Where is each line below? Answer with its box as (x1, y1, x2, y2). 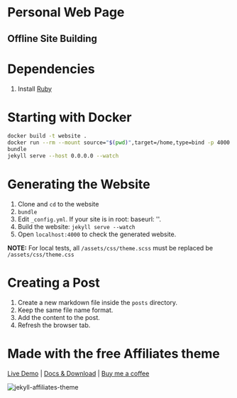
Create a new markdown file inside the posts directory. (17, 298, 178, 306)
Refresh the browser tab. (17, 321, 91, 329)
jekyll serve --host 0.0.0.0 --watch (7, 153, 119, 160)
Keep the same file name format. (17, 306, 114, 314)
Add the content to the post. (17, 313, 101, 321)
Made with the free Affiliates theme (7, 346, 220, 362)
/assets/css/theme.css (7, 251, 75, 258)
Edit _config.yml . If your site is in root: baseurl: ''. (17, 214, 162, 223)
